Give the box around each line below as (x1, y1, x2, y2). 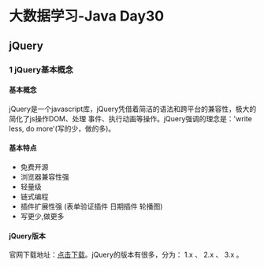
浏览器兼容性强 (20, 172, 69, 181)
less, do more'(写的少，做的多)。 (9, 124, 116, 133)
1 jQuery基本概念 (9, 64, 74, 75)
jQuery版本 (9, 231, 46, 240)
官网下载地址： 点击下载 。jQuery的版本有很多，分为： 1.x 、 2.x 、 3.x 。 (9, 250, 244, 260)
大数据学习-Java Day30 (9, 7, 165, 25)
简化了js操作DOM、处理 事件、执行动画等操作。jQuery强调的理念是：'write (9, 113, 253, 123)
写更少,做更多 (20, 211, 65, 221)
